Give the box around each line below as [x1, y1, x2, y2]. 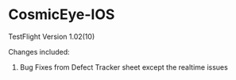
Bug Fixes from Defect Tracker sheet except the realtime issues [19, 62, 228, 72]
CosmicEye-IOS [8, 6, 115, 24]
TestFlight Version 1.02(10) [8, 32, 95, 41]
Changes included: [8, 47, 70, 56]
